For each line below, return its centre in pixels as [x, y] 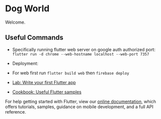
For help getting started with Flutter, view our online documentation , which [81, 101]
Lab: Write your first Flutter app [44, 82]
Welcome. [15, 22]
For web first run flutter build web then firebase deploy [71, 73]
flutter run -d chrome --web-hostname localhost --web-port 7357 [80, 54]
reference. [16, 112]
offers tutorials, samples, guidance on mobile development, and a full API [79, 107]
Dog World [27, 9]
